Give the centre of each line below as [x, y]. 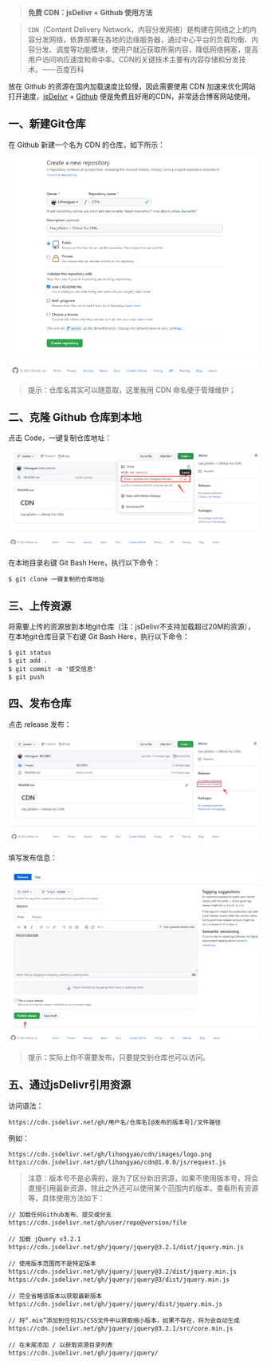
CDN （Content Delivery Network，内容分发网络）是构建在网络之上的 [138, 30]
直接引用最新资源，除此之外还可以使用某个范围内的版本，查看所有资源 [143, 1188]
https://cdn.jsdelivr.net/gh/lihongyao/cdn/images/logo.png [110, 1154]
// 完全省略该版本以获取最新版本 [55, 1296]
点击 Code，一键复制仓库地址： [60, 438]
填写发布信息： [33, 858]
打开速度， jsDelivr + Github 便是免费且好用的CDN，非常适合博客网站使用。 [132, 96]
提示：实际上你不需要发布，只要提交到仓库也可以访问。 [118, 1057]
